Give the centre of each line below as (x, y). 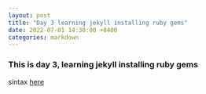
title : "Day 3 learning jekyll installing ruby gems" (98, 23)
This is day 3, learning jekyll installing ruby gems (103, 65)
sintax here (26, 81)
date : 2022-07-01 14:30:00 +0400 (63, 30)
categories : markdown (44, 37)
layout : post (29, 15)
